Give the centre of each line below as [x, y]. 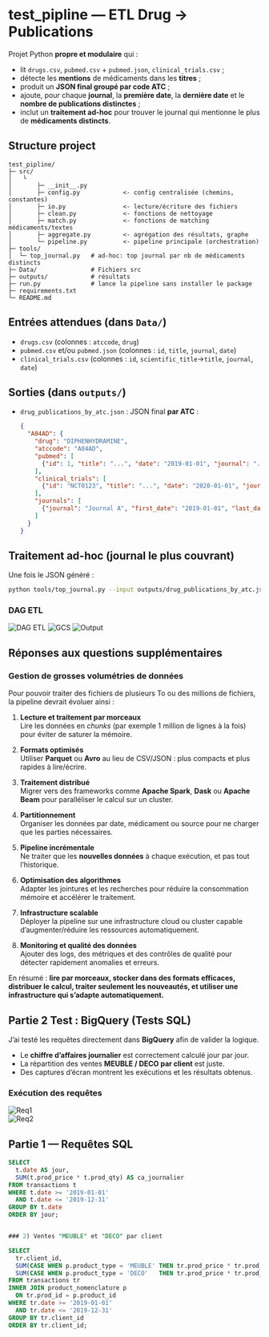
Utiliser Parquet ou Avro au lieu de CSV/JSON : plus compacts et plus [135, 759]
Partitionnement [48, 815]
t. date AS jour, [42, 1170]
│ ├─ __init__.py [48, 185]
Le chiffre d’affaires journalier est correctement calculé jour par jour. [134, 1055]
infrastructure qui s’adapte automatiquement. [86, 995]
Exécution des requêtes [55, 1092]
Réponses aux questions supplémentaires [115, 652]
